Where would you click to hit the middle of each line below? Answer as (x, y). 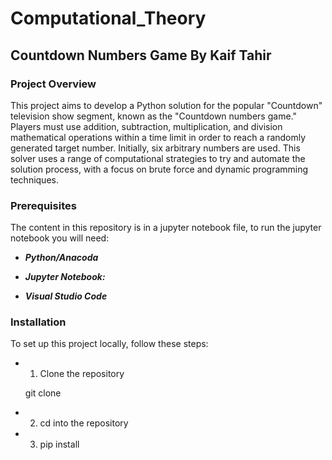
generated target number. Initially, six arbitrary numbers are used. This (155, 148)
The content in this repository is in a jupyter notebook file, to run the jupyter (166, 228)
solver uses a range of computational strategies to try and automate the (158, 158)
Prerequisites (43, 205)
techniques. (34, 179)
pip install (59, 444)
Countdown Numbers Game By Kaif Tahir (141, 55)
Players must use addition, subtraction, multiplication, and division (146, 126)
